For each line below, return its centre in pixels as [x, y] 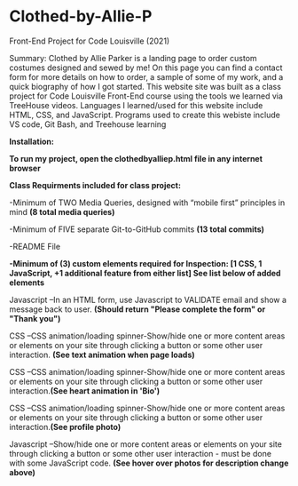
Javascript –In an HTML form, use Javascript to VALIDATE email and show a [148, 299]
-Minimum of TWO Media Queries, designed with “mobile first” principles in [147, 203]
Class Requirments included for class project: [95, 185]
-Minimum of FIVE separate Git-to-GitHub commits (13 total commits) [137, 229]
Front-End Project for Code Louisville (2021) [90, 41]
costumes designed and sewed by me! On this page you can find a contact [146, 68]
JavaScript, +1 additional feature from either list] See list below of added [145, 273]
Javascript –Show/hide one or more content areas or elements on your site [145, 444]
